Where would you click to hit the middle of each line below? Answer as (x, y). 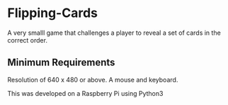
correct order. (28, 40)
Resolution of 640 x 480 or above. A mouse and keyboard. (93, 79)
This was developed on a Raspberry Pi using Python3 (85, 93)
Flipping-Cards (52, 13)
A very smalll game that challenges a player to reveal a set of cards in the (114, 33)
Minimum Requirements (61, 63)
